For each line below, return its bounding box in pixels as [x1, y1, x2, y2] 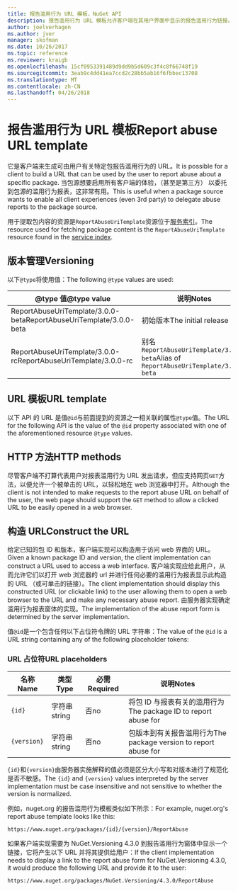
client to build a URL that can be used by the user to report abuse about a [7, 170, 222, 178]
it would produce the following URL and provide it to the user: [7, 863, 186, 872]
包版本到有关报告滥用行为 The [128, 727, 227, 737]
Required [87, 683, 119, 693]
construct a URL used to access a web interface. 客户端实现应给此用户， [7, 562, 220, 570]
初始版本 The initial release [141, 315, 229, 325]
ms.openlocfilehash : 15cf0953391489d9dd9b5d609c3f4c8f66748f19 [7, 63, 198, 70]
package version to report [128, 737, 215, 747]
